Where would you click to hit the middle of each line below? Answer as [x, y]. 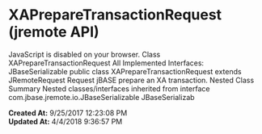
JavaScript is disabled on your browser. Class [85, 54]
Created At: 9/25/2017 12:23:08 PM [68, 113]
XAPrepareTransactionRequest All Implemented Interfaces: [106, 63]
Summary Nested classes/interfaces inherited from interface [109, 88]
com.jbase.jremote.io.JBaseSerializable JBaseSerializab [102, 97]
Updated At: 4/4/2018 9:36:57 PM [65, 121]
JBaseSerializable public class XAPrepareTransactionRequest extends [125, 71]
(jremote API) [54, 32]
